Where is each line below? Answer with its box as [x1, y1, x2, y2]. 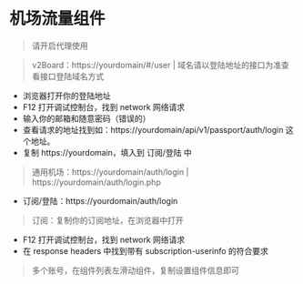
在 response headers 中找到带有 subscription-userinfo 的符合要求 [22, 245, 268, 256]
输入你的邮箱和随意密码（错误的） [22, 113, 151, 124]
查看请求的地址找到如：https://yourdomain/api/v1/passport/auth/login [22, 124, 284, 135]
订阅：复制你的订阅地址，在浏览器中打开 [31, 215, 184, 226]
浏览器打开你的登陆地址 [22, 90, 111, 101]
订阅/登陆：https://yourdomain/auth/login [22, 195, 178, 206]
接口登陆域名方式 [39, 70, 105, 82]
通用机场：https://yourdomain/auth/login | [31, 166, 189, 177]
